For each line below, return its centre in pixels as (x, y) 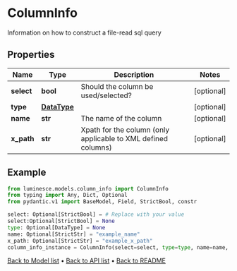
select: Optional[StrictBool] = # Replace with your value (96, 215)
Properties (31, 55)
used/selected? (106, 95)
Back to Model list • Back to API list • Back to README (86, 261)
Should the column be (117, 86)
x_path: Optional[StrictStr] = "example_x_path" (80, 241)
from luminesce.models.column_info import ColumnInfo (88, 188)
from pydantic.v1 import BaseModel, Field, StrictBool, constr (102, 202)
